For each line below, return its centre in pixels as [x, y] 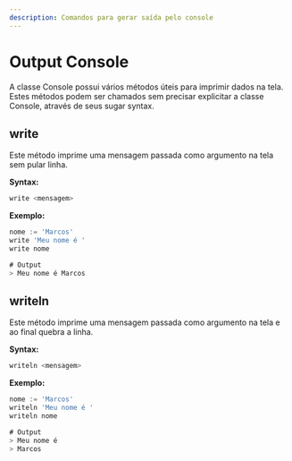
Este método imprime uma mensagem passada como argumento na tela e [145, 322]
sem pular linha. [39, 165]
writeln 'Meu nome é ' [51, 408]
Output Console [69, 61]
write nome [29, 249]
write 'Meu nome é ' [48, 241]
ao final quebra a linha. [51, 332]
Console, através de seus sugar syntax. [82, 106]
